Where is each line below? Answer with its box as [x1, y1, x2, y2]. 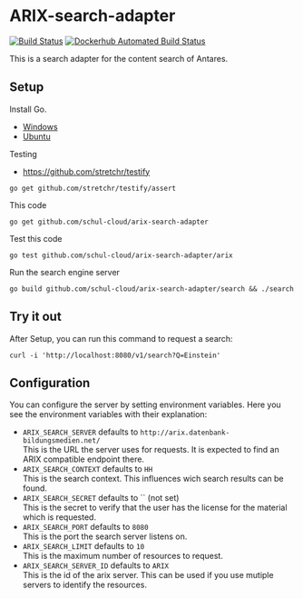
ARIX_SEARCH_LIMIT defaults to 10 [22, 541, 145, 552]
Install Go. [9, 104, 47, 115]
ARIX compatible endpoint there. [22, 454, 145, 464]
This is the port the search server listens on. [22, 531, 188, 542]
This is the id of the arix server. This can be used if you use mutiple [22, 570, 274, 581]
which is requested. [22, 512, 97, 523]
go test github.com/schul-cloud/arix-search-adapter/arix [9, 251, 233, 260]
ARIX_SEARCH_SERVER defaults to [22, 426, 139, 437]
